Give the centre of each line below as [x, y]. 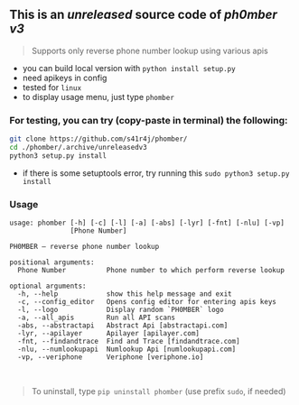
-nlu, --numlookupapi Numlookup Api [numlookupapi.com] [127, 350]
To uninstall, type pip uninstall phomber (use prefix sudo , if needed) [159, 391]
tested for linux [52, 87]
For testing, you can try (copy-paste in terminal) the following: [149, 120]
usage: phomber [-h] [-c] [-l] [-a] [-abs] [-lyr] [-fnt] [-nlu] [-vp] [147, 223]
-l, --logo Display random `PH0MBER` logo [121, 310]
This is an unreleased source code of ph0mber [144, 15]
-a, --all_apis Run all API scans [97, 318]
